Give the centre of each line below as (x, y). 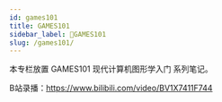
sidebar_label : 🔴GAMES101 (58, 34)
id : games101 (34, 17)
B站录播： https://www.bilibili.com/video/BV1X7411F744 (111, 88)
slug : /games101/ (42, 42)
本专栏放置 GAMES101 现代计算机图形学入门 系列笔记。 (111, 69)
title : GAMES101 (40, 26)
